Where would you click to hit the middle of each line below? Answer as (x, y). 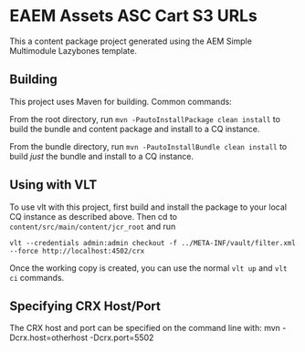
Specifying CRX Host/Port (85, 306)
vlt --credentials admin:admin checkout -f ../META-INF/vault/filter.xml (153, 243)
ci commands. (37, 277)
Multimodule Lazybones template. (73, 50)
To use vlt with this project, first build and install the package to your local (148, 207)
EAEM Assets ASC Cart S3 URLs (134, 16)
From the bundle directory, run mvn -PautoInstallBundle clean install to (148, 146)
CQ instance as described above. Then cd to (94, 216)
